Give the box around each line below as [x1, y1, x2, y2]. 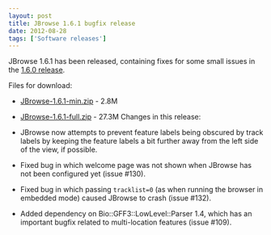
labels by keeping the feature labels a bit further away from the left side [19, 136, 259, 146]
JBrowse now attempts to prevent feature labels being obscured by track [19, 128, 264, 137]
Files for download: [8, 81, 73, 90]
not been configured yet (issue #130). [19, 169, 146, 178]
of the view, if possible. [19, 145, 98, 154]
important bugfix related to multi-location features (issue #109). [19, 217, 232, 227]
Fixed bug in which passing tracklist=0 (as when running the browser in [19, 185, 264, 195]
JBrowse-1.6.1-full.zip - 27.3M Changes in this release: [19, 112, 201, 122]
